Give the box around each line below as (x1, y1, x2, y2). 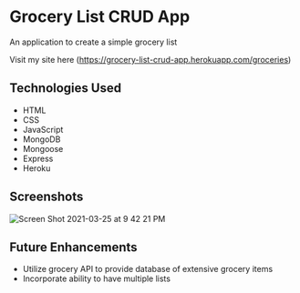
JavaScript (22, 124, 64, 135)
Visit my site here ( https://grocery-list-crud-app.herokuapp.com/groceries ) (9, 54, 292, 65)
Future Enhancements (9, 239, 139, 255)
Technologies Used (9, 80, 121, 96)
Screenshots (9, 189, 84, 205)
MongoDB (22, 134, 61, 145)
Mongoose (22, 143, 64, 154)
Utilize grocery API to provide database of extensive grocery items (22, 264, 274, 275)
